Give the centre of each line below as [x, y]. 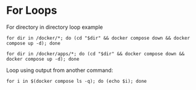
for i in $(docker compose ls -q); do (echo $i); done [77, 81]
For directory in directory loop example [55, 27]
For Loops [32, 10]
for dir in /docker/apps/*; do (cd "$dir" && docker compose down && [96, 54]
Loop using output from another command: [60, 70]
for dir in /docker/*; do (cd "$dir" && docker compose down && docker [98, 38]
